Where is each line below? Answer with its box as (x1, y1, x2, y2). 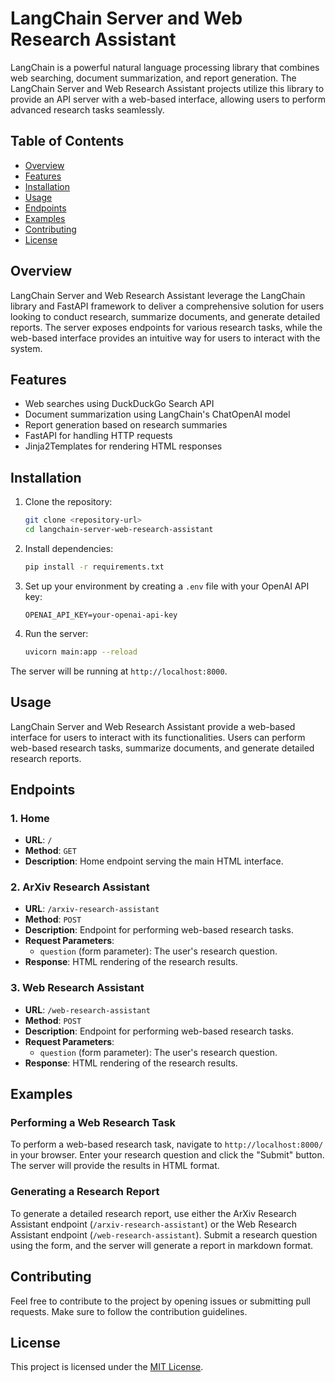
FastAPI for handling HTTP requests (24, 430, 173, 442)
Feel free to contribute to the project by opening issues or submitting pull (10, 1295, 311, 1307)
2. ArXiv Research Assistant (10, 880, 150, 894)
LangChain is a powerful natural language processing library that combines (10, 61, 320, 73)
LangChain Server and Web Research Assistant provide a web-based (10, 720, 296, 732)
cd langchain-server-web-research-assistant (24, 525, 214, 535)
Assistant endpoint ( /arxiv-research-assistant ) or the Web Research (10, 1218, 297, 1230)
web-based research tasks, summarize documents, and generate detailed (10, 742, 315, 754)
